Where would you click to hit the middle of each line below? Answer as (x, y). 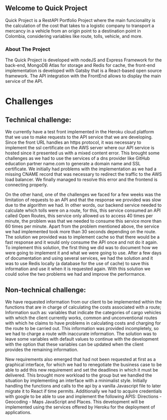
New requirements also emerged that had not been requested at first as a (81, 359)
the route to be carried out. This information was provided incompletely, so (82, 328)
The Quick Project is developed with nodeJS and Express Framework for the (83, 60)
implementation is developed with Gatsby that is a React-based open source (83, 71)
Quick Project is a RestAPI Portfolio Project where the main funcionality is (80, 20)
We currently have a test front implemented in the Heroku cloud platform (80, 132)
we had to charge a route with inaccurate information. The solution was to (81, 334)
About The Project (28, 49)
